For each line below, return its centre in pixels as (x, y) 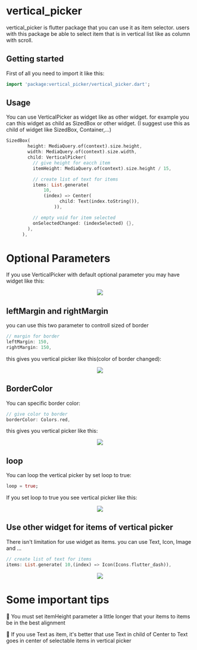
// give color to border (37, 414)
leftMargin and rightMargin (57, 311)
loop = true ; (22, 486)
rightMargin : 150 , (29, 347)
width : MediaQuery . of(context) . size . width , (82, 152)
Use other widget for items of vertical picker (90, 527)
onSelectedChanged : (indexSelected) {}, (83, 223)
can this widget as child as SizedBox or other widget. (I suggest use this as (98, 123)
